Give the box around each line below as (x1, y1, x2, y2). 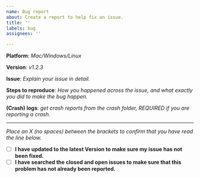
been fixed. (14, 152, 44, 160)
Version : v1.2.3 (6, 63, 43, 71)
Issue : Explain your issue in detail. (6, 75, 90, 82)
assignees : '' (6, 31, 42, 37)
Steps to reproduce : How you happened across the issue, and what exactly (6, 87, 193, 94)
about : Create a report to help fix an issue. (6, 14, 124, 20)
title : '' (6, 20, 31, 26)
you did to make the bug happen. (6, 93, 88, 100)
